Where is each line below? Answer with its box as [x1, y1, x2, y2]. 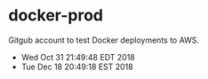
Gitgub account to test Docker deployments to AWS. [8, 35, 200, 45]
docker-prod [8, 5, 104, 26]
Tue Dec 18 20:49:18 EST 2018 [20, 61, 134, 72]
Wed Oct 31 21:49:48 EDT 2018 [20, 51, 135, 62]
